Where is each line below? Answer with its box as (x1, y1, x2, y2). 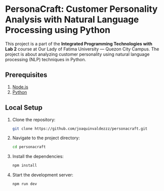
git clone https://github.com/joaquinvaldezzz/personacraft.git (12, 126, 148, 131)
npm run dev (12, 182, 37, 187)
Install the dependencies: (12, 153, 64, 159)
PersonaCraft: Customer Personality (5, 3, 158, 15)
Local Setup (5, 104, 43, 112)
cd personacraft (12, 145, 46, 150)
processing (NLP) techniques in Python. (5, 56, 86, 62)
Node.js (12, 84, 29, 90)
